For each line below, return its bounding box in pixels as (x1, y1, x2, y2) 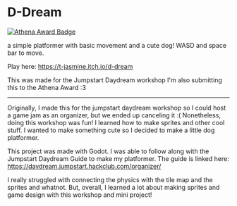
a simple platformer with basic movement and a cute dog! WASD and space (7, 41, 227, 49)
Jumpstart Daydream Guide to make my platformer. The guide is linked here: (7, 154, 229, 162)
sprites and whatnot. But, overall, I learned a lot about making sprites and (7, 183, 220, 191)
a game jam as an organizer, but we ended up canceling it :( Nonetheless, (7, 110, 221, 120)
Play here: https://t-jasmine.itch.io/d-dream (7, 62, 133, 70)
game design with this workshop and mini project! (7, 191, 152, 199)
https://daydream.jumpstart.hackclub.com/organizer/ (7, 162, 162, 170)
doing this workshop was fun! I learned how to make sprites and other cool (7, 118, 225, 127)
